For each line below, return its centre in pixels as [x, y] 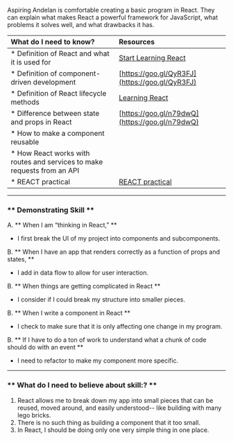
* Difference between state [55, 113]
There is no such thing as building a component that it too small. [109, 422]
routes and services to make [57, 162]
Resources [137, 42]
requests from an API [45, 171]
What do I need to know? [53, 42]
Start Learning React [152, 58]
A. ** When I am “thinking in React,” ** [62, 225]
